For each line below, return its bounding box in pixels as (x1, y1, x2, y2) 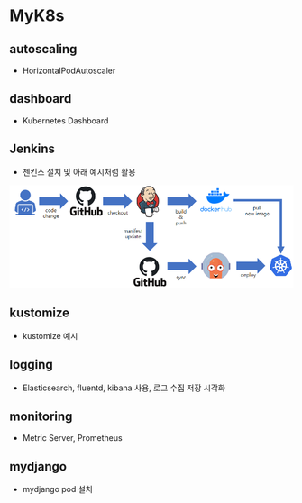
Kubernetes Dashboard (22, 114, 109, 126)
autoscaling (9, 41, 78, 57)
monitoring (9, 408, 73, 424)
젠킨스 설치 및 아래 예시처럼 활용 (22, 166, 136, 177)
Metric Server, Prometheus (22, 433, 124, 444)
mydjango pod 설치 (22, 484, 93, 495)
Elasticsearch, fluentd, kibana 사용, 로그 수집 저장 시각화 (22, 382, 226, 393)
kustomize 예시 (22, 330, 78, 341)
